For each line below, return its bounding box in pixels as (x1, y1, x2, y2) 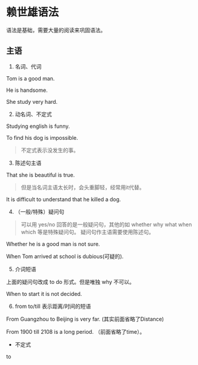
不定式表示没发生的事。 (20, 146, 79, 154)
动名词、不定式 (14, 110, 52, 118)
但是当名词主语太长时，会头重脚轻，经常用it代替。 (20, 184, 145, 191)
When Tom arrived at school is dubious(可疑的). (6, 253, 124, 260)
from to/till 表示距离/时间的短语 (14, 303, 92, 310)
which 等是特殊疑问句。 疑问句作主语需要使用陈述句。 (20, 228, 154, 235)
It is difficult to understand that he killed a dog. (6, 196, 121, 203)
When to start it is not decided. (6, 290, 83, 297)
